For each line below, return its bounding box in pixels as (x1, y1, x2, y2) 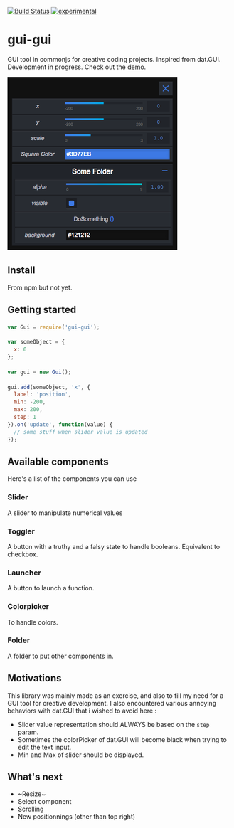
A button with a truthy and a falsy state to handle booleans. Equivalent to (7, 542, 220, 551)
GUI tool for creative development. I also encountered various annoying (7, 699, 217, 707)
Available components (7, 455, 109, 467)
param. (17, 728, 39, 736)
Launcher (7, 568, 41, 578)
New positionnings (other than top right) (17, 812, 136, 821)
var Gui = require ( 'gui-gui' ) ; (7, 324, 100, 331)
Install (7, 264, 36, 277)
